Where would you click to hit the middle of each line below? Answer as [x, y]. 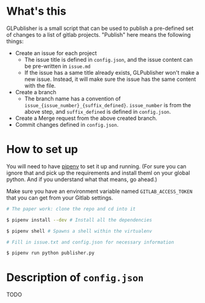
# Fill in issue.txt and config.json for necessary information [90, 242]
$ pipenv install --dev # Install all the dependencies [79, 220]
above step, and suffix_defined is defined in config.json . [98, 111]
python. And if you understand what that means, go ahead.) [82, 179]
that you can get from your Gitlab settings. [60, 198]
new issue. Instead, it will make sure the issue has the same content [110, 79]
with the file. [40, 85]
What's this [36, 11]
